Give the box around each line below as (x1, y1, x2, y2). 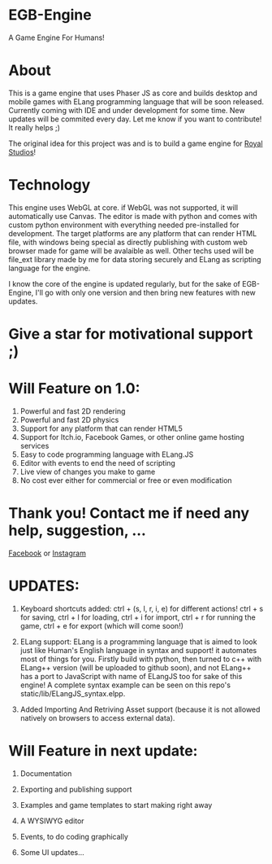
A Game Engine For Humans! (8, 33, 106, 42)
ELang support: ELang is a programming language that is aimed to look (19, 637, 257, 647)
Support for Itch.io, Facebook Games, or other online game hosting (19, 432, 245, 441)
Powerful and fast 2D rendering (19, 406, 126, 416)
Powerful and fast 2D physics (19, 414, 119, 424)
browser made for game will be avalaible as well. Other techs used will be (8, 246, 254, 256)
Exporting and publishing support (19, 784, 132, 794)
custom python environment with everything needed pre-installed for (8, 220, 240, 230)
